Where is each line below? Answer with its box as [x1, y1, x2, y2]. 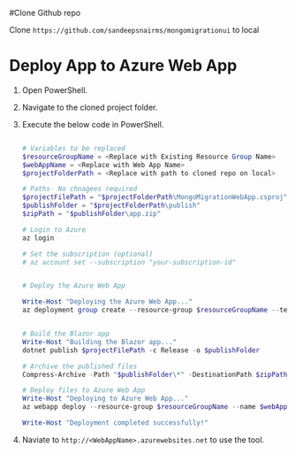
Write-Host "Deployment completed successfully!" [21, 419, 209, 427]
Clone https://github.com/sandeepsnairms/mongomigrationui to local [9, 25, 260, 35]
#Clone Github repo [9, 8, 81, 18]
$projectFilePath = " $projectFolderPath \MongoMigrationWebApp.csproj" [21, 193, 288, 202]
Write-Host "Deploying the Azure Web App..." [21, 297, 193, 306]
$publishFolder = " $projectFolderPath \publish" [21, 201, 201, 211]
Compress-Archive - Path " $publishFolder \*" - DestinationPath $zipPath [21, 370, 288, 379]
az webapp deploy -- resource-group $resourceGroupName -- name [21, 403, 256, 412]
